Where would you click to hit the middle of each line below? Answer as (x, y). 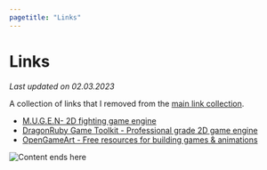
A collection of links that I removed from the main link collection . (127, 103)
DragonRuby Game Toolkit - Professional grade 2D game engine (140, 130)
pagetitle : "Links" (45, 17)
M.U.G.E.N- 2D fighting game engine (89, 120)
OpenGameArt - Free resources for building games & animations (140, 140)
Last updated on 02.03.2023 (62, 86)
